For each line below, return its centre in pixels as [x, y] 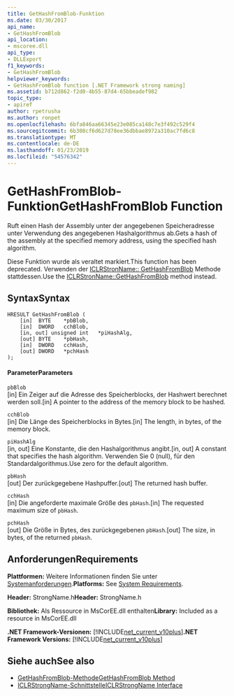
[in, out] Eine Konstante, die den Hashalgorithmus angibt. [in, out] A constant [117, 448]
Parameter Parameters [40, 373]
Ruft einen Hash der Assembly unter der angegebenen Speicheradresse [111, 225]
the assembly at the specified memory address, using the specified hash [112, 240]
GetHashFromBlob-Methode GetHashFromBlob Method [96, 678]
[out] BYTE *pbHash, [54, 339]
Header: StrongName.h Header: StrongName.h [74, 597]
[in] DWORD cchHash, [54, 345]
